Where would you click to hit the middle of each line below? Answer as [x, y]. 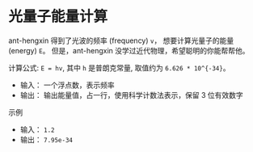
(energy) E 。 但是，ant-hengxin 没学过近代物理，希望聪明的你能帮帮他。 [129, 50]
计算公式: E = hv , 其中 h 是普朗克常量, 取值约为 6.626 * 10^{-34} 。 [119, 68]
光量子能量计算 [58, 17]
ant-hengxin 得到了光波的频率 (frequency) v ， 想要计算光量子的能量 [121, 40]
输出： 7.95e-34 [46, 139]
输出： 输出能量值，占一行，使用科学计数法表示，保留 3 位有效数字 [132, 95]
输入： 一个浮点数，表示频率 [67, 85]
